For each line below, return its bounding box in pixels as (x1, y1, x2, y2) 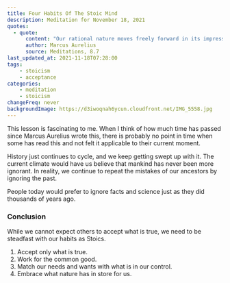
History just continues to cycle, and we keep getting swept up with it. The (7, 152, 214, 160)
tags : (7, 61, 23, 68)
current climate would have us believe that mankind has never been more (7, 159, 214, 168)
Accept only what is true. (16, 248, 88, 256)
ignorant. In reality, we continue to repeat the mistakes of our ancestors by (7, 167, 218, 175)
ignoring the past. (7, 174, 57, 182)
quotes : (7, 23, 29, 29)
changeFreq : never (7, 99, 60, 106)
